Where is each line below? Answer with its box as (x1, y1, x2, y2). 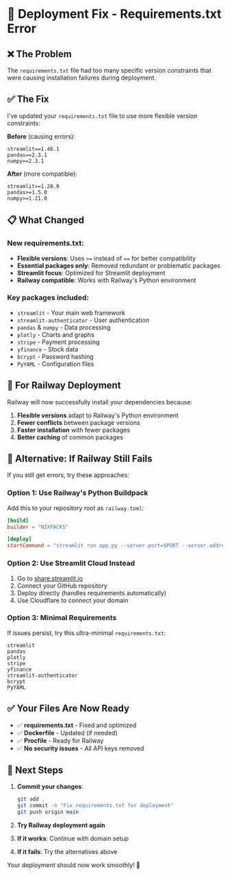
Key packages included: (7, 293, 89, 303)
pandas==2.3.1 (7, 151, 48, 159)
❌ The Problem (7, 48, 72, 60)
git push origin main (16, 809, 79, 816)
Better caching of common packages (16, 433, 123, 441)
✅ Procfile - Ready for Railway (16, 736, 104, 744)
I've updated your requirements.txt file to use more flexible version (7, 111, 198, 119)
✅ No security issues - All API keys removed (16, 744, 144, 752)
